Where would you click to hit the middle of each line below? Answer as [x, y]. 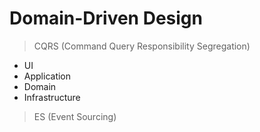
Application [47, 76]
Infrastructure [52, 97]
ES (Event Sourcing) [75, 116]
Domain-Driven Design [106, 18]
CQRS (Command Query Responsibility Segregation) [142, 46]
